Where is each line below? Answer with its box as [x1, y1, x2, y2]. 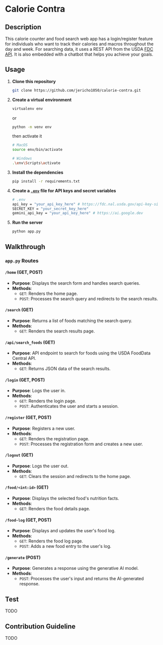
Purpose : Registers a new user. [12, 425, 75, 431]
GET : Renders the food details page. [19, 505, 91, 511]
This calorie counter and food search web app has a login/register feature [5, 36, 153, 42]
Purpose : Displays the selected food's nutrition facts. [12, 495, 119, 501]
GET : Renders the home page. [19, 291, 78, 296]
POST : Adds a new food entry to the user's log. [19, 543, 111, 549]
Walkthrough [5, 243, 45, 251]
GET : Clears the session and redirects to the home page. [19, 473, 131, 479]
